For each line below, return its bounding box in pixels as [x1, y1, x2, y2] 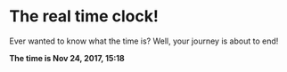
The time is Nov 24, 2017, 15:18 [9, 52, 125, 63]
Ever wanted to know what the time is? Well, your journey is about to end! [9, 36, 279, 46]
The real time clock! [9, 6, 159, 27]
